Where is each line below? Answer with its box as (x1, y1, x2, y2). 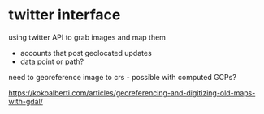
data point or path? (19, 57, 84, 66)
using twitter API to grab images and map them (8, 32, 167, 42)
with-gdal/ (8, 96, 43, 106)
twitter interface (8, 6, 121, 24)
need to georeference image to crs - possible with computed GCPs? (8, 72, 237, 82)
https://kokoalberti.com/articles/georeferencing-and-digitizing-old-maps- (8, 87, 256, 98)
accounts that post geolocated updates (19, 48, 152, 57)
